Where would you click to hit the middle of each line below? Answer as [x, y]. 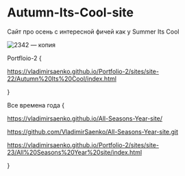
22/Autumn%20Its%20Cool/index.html [62, 78]
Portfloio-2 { [25, 58]
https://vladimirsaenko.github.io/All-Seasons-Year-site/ [85, 118]
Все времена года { [36, 105]
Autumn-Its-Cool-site [70, 13]
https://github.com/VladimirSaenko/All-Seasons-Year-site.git [93, 131]
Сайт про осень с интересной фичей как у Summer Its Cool [93, 32]
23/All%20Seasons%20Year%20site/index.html [75, 152]
